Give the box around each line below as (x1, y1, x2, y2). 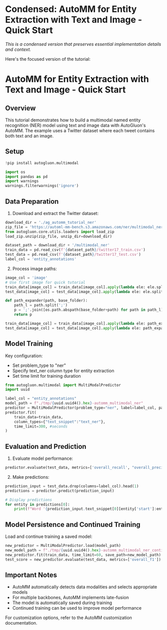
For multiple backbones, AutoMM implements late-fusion (12, 595, 129, 601)
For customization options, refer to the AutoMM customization (5, 615, 133, 621)
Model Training (5, 339, 53, 348)
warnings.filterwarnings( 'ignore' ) (5, 183, 79, 189)
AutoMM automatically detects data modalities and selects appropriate (12, 584, 158, 590)
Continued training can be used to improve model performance (12, 605, 142, 611)
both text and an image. (5, 133, 54, 139)
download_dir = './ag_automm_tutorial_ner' (5, 220, 97, 225)
